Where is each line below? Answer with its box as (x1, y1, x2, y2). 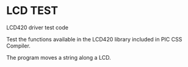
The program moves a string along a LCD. (6, 54, 111, 61)
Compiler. (6, 42, 31, 49)
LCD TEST (6, 4, 59, 18)
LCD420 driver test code (6, 24, 69, 31)
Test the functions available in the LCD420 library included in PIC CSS (6, 35, 183, 43)
